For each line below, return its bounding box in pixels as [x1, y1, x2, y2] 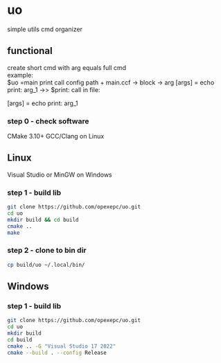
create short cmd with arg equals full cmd [7, 63, 127, 71]
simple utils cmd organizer [7, 25, 83, 33]
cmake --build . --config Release [7, 349, 107, 356]
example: [7, 71, 33, 79]
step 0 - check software [7, 116, 89, 126]
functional [7, 45, 53, 57]
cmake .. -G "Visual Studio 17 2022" [7, 342, 116, 350]
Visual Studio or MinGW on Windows [7, 170, 112, 179]
